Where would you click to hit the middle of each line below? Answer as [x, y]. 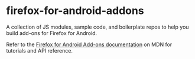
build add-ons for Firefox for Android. [52, 33]
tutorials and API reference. [39, 50]
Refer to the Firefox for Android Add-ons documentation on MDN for [89, 44]
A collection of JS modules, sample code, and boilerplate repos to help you [97, 27]
